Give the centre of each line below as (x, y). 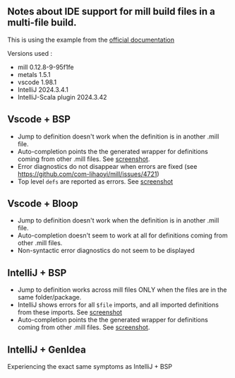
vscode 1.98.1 (37, 82)
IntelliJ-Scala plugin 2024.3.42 (62, 97)
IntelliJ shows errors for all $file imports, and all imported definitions (118, 305)
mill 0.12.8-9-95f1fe (46, 67)
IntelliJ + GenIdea (47, 349)
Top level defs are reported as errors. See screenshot (95, 181)
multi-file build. (42, 23)
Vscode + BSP (39, 119)
